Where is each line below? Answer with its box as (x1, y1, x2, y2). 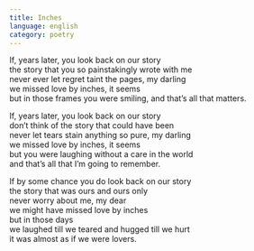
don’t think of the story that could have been (9, 120, 175, 131)
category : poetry (9, 30, 75, 39)
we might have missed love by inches (9, 205, 149, 216)
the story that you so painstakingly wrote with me (9, 64, 193, 75)
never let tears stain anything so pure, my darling (9, 130, 192, 141)
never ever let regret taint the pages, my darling (9, 74, 186, 85)
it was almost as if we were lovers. (9, 234, 137, 245)
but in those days (9, 214, 74, 226)
